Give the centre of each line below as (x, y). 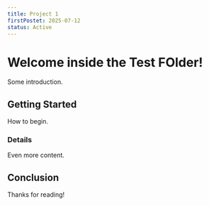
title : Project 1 (33, 14)
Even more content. (36, 155)
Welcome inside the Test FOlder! (105, 62)
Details (20, 140)
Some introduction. (35, 82)
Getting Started (42, 104)
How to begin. (28, 121)
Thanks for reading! (36, 195)
